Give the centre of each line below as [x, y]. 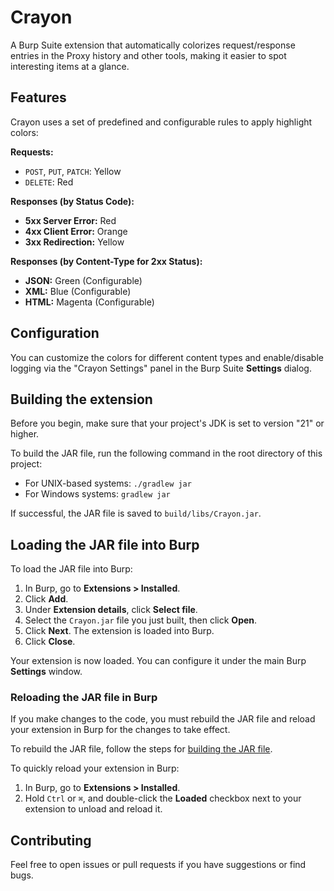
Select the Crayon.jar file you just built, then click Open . [141, 620]
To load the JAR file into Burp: [71, 569]
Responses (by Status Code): [72, 201]
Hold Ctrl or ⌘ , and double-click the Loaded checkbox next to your [163, 798]
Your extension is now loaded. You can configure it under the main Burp [158, 661]
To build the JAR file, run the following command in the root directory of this [166, 453]
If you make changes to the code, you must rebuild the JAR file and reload [163, 719]
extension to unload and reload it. [93, 809]
